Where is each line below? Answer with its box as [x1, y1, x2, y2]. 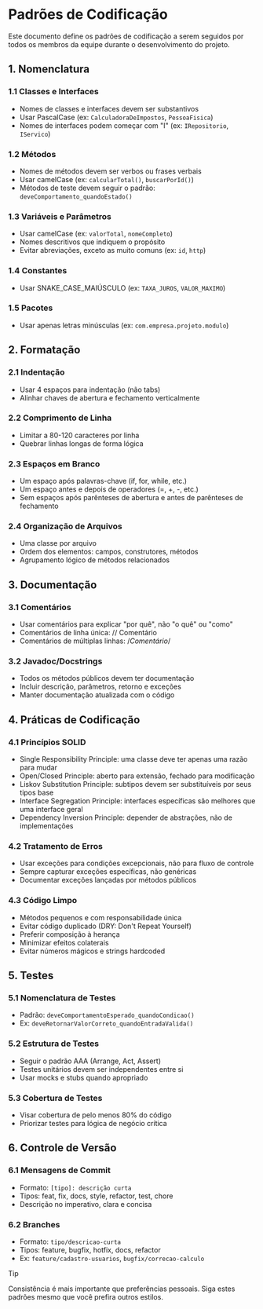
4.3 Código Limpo [8, 895, 78, 906]
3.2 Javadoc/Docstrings [8, 656, 103, 667]
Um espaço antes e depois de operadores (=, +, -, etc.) [19, 484, 199, 494]
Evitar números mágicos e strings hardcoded [19, 946, 166, 956]
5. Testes [8, 969, 54, 982]
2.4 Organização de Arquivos [8, 521, 123, 532]
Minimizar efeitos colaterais [19, 938, 109, 947]
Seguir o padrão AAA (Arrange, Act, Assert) [19, 1056, 162, 1066]
